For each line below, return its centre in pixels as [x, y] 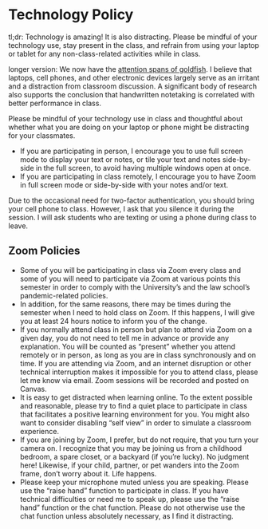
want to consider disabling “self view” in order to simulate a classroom [135, 422]
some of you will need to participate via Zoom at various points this [130, 278]
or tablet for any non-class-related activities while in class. [104, 53]
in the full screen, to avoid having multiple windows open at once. [143, 168]
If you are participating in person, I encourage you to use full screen [131, 151]
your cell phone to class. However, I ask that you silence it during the [121, 208]
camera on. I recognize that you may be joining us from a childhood [131, 448]
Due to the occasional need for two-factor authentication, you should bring [132, 200]
